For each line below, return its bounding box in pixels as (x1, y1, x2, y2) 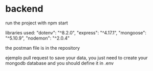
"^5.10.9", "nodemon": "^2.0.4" (5, 35, 70, 41)
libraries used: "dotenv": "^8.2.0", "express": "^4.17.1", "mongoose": (5, 29, 147, 35)
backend (5, 3, 43, 15)
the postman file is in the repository (5, 45, 80, 51)
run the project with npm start (5, 20, 68, 26)
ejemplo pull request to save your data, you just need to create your (5, 54, 148, 61)
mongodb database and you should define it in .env (5, 60, 114, 66)
